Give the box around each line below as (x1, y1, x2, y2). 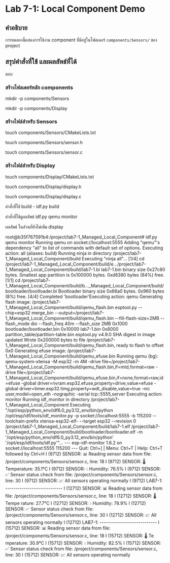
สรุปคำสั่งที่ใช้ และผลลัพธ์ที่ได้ (5, 57, 77, 66)
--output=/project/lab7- (54, 309, 105, 316)
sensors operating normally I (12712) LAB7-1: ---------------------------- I (5, 519, 160, 525)
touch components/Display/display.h (5, 183, 82, 190)
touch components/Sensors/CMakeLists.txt (5, 129, 96, 136)
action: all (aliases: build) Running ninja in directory (5, 250, 112, 256)
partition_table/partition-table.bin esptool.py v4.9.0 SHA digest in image (5, 331, 156, 337)
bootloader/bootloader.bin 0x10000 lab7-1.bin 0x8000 (5, 326, 119, 332)
